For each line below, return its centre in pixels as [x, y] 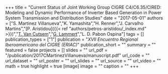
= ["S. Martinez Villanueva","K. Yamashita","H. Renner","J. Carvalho [74, 23]
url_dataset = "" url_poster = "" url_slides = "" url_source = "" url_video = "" [83, 61]
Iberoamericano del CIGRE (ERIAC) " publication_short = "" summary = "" [80, 45]
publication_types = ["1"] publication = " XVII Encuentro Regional [72, 39]
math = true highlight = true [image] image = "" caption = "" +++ [72, 66]
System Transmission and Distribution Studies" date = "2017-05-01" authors [84, 18]
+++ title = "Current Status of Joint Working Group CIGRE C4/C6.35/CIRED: [83, 7]
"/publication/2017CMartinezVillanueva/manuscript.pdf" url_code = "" [77, 55]
